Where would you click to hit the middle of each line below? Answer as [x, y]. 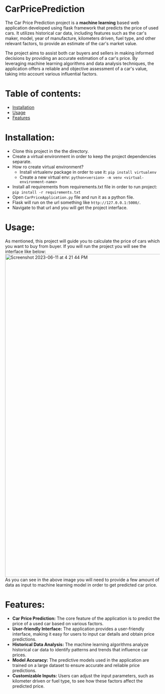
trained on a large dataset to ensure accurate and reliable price [76, 665]
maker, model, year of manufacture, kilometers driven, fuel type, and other [81, 38]
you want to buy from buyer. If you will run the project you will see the [76, 246]
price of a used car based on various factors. [58, 623]
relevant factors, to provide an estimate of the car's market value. [71, 43]
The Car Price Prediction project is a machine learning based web [72, 23]
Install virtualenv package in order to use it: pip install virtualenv [88, 172]
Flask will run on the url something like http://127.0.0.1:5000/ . [76, 202]
